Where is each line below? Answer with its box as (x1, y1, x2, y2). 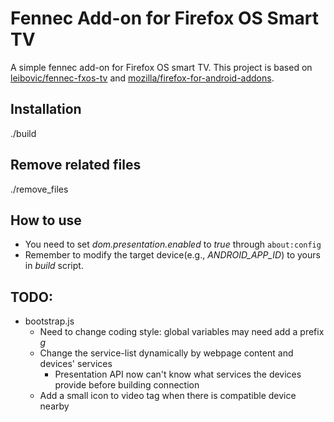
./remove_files (10, 183, 69, 195)
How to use (10, 212, 82, 229)
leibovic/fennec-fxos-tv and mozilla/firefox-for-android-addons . (10, 72, 275, 84)
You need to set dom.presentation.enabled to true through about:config (24, 238, 322, 251)
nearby (39, 400, 70, 412)
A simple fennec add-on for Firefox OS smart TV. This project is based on (10, 61, 313, 73)
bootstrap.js (24, 315, 75, 327)
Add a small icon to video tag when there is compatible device (39, 390, 297, 402)
